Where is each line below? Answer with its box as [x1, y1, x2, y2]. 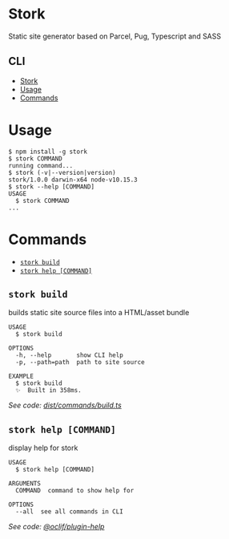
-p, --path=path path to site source [15, 359, 146, 367]
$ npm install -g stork [8, 148, 88, 156]
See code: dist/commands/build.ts [8, 400, 122, 410]
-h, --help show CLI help [15, 351, 124, 359]
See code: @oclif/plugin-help [8, 522, 105, 532]
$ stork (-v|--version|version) [8, 168, 116, 176]
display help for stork [8, 443, 78, 453]
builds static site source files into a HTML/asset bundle [8, 308, 190, 318]
